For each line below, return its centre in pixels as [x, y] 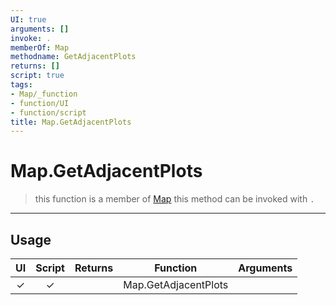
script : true [37, 76]
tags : [21, 85]
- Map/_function [44, 94]
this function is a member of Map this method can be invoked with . [174, 199]
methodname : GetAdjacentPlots [73, 57]
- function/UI [40, 103]
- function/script [48, 112]
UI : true [28, 19]
